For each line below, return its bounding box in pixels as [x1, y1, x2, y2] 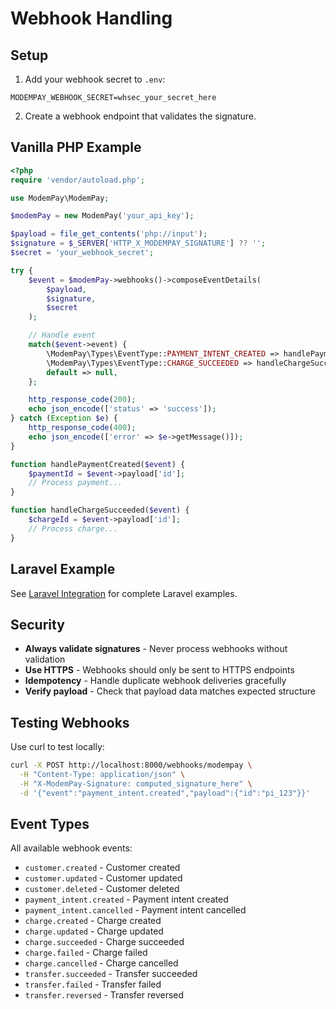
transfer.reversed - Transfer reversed [24, 989, 185, 1001]
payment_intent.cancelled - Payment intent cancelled [24, 904, 247, 916]
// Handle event [28, 330, 97, 341]
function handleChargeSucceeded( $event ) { [10, 505, 190, 516]
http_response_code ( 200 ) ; [28, 395, 137, 405]
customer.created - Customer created [24, 862, 181, 874]
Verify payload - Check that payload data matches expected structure [24, 685, 316, 697]
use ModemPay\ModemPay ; [10, 193, 110, 203]
